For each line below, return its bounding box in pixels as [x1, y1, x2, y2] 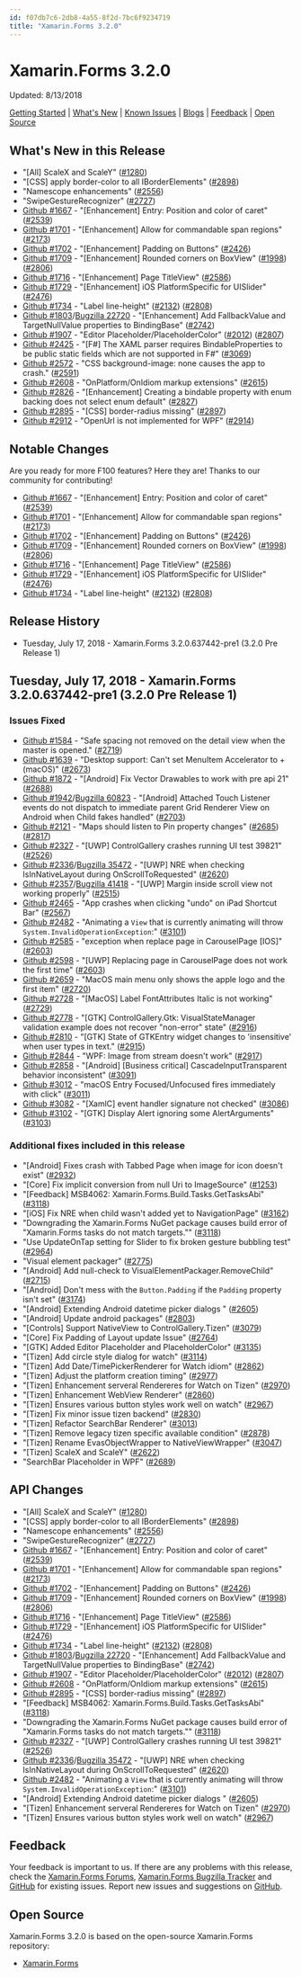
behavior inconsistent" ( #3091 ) [22, 1069, 137, 1080]
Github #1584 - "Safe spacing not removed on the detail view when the [22, 735, 286, 746]
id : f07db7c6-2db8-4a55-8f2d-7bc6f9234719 [9, 13, 171, 22]
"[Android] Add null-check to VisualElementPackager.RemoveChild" [22, 1265, 274, 1275]
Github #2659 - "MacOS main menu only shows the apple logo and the [22, 973, 286, 985]
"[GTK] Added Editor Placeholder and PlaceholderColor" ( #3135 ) [22, 1341, 262, 1352]
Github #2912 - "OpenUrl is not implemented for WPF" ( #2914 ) [22, 416, 254, 426]
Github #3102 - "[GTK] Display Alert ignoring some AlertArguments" [22, 1107, 275, 1118]
